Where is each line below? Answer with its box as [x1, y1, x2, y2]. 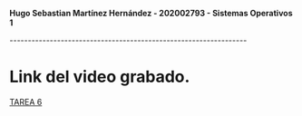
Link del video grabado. [9, 67, 190, 87]
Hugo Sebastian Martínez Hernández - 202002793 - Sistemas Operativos [9, 8, 293, 18]
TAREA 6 [9, 96, 43, 107]
